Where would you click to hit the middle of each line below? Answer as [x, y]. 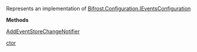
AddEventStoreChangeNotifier [43, 31]
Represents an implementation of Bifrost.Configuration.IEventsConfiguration [98, 9]
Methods [17, 20]
